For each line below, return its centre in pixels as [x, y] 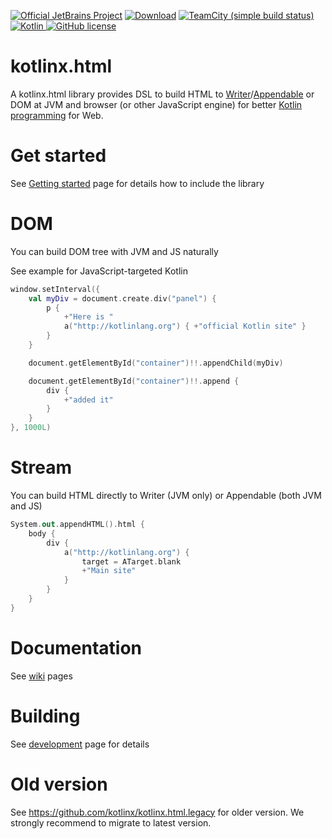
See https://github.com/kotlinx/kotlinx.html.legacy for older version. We [157, 812]
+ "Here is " [88, 317]
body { [42, 533]
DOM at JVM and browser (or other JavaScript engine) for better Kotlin [156, 104]
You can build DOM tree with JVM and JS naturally [114, 251]
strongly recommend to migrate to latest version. [111, 822]
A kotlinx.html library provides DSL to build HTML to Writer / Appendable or [162, 94]
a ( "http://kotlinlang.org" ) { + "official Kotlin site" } [185, 326]
